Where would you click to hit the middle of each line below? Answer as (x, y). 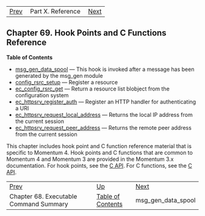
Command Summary (39, 204)
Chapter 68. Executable (43, 196)
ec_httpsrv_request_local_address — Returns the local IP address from (104, 114)
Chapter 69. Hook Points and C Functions (86, 33)
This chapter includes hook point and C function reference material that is (99, 146)
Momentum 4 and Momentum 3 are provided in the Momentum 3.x (90, 159)
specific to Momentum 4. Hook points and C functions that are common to (100, 152)
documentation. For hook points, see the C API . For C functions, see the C (99, 165)
